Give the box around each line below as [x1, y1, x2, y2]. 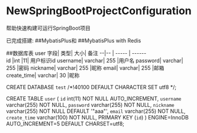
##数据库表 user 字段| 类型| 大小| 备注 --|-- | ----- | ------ [6, 49, 147, 57]
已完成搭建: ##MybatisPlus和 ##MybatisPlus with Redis [6, 37, 141, 44]
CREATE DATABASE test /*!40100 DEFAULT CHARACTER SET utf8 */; [6, 83, 177, 90]
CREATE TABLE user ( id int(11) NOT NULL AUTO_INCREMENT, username [6, 95, 182, 102]
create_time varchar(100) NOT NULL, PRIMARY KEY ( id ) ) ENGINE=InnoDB [6, 113, 189, 121]
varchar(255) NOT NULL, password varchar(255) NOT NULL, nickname [6, 101, 175, 108]
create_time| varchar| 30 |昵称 [6, 72, 80, 79]
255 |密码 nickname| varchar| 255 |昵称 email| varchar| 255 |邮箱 [6, 64, 164, 72]
